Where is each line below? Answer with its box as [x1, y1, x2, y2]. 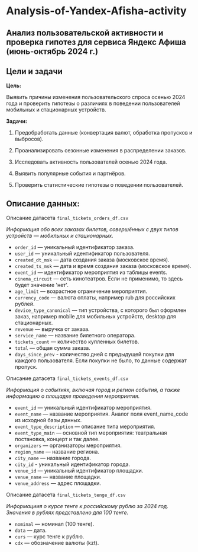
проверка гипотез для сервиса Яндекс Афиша [6, 37, 186, 47]
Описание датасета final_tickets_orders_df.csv [6, 215, 129, 222]
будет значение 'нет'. [14, 282, 69, 289]
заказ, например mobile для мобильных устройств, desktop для [14, 313, 176, 320]
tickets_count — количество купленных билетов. [14, 338, 139, 345]
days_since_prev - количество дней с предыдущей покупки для [14, 351, 174, 358]
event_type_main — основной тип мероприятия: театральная [14, 429, 167, 436]
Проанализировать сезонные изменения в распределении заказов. [14, 147, 187, 154]
